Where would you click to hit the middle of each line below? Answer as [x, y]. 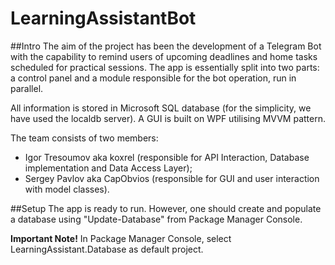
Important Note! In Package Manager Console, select [121, 238]
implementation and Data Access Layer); [108, 168]
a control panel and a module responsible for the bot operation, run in [153, 78]
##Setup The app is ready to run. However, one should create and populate [166, 208]
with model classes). [67, 189]
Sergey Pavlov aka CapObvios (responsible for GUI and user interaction [172, 178]
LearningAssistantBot [103, 18]
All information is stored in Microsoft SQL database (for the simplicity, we [161, 108]
